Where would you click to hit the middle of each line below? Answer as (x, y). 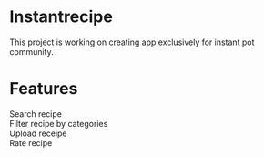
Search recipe (36, 114)
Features (44, 89)
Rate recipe (31, 142)
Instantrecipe (61, 17)
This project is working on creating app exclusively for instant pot (132, 42)
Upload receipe (38, 133)
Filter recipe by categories (59, 123)
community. (31, 51)
